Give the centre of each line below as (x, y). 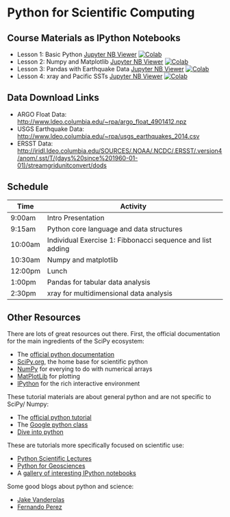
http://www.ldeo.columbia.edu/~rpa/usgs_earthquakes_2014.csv (108, 136)
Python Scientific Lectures (54, 459)
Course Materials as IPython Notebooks (94, 38)
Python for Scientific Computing (101, 13)
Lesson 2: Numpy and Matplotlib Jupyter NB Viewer (90, 62)
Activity (133, 206)
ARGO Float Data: (42, 114)
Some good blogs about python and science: (71, 486)
